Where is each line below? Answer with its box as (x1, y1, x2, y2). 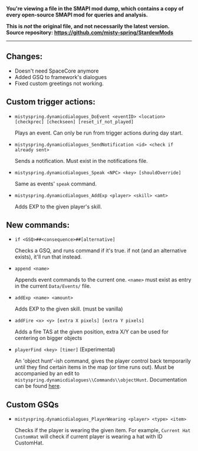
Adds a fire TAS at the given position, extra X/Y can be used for (14, 328, 169, 335)
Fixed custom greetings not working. (14, 80, 104, 87)
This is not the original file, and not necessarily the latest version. (6, 23, 170, 30)
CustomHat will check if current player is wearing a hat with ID (14, 433, 163, 440)
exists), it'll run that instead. (14, 253, 82, 260)
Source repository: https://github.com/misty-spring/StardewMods (6, 29, 174, 36)
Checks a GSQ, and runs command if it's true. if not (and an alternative (14, 247, 187, 254)
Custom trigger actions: (6, 97, 96, 107)
